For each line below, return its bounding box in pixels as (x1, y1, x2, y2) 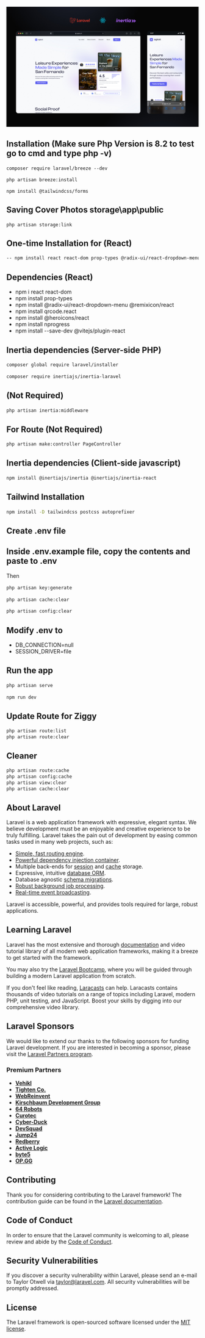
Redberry (15, 1138, 40, 1145)
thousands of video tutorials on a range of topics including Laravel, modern (6, 990, 196, 998)
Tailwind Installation (6, 492, 85, 502)
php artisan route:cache (6, 768, 70, 774)
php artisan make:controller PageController (6, 441, 121, 447)
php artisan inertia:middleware (6, 407, 88, 414)
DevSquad (15, 1125, 43, 1132)
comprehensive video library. (6, 1003, 80, 1010)
